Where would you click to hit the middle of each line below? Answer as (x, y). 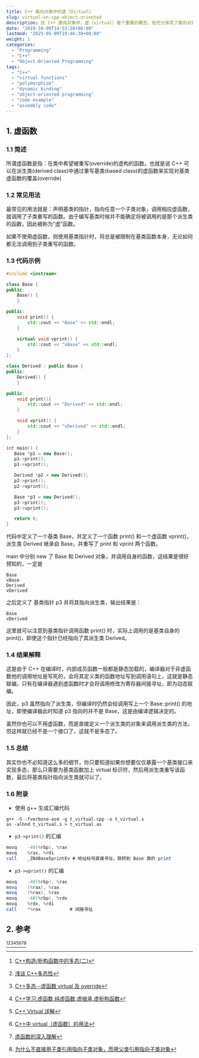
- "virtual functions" (39, 78)
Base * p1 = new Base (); (43, 454)
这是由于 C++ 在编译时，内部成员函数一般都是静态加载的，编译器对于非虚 (96, 669)
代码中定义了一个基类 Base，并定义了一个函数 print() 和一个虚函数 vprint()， (99, 536)
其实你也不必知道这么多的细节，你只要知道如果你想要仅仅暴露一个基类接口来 (99, 762)
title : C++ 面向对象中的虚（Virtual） (50, 12)
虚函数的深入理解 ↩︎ (38, 1036)
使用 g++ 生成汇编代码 (42, 808)
